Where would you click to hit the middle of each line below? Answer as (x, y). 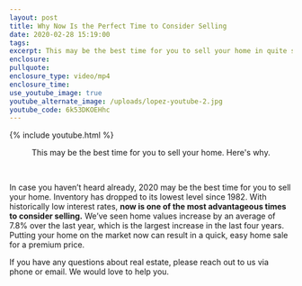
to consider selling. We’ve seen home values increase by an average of (142, 216)
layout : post (34, 18)
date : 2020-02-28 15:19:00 (60, 34)
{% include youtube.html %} (62, 135)
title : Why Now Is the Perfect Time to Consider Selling (118, 26)
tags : (19, 43)
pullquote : (30, 68)
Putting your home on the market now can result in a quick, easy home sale (149, 236)
